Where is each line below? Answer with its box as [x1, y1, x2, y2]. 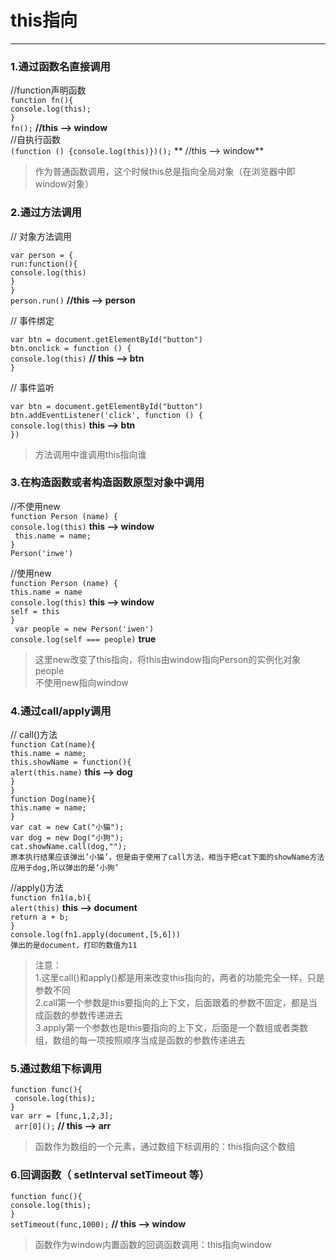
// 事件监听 [10, 381, 55, 393]
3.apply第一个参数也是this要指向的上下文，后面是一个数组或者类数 [34, 1022, 309, 1034]
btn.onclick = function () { [10, 343, 132, 353]
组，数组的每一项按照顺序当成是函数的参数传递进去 [34, 1034, 246, 1046]
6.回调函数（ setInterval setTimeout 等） [10, 1168, 210, 1182]
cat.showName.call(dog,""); [10, 842, 128, 852]
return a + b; [10, 912, 70, 923]
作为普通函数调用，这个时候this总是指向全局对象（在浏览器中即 [34, 166, 296, 178]
